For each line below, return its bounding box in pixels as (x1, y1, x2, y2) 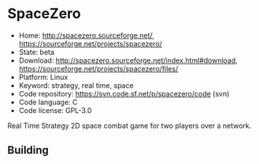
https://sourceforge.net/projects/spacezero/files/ (18, 64, 179, 73)
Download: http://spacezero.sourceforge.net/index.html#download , (18, 56, 238, 65)
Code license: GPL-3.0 (18, 105, 92, 115)
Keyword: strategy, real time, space (18, 80, 135, 90)
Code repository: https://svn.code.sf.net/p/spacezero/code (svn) (18, 89, 230, 98)
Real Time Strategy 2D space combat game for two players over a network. (7, 121, 252, 130)
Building (7, 144, 49, 157)
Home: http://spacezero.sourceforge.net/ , (18, 31, 155, 40)
